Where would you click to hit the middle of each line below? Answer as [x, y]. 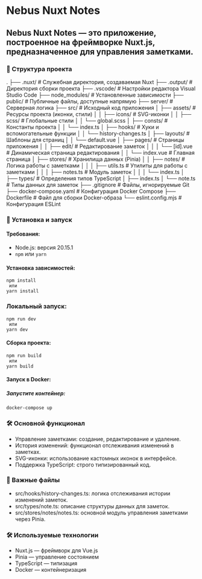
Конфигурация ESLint [34, 204]
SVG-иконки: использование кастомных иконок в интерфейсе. [96, 458]
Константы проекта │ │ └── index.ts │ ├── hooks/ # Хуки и [83, 127]
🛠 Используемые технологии [52, 535]
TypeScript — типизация [46, 563]
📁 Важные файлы [33, 480]
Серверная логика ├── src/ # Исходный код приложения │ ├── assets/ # [101, 108]
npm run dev [21, 319]
